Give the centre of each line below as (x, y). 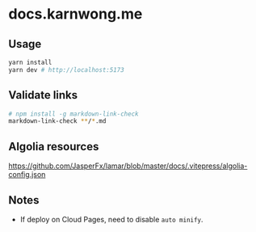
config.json (27, 175)
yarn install (30, 62)
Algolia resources (54, 146)
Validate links (43, 95)
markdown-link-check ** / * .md (57, 121)
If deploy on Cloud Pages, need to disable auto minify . (111, 219)
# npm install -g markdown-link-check (73, 114)
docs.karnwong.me (76, 14)
